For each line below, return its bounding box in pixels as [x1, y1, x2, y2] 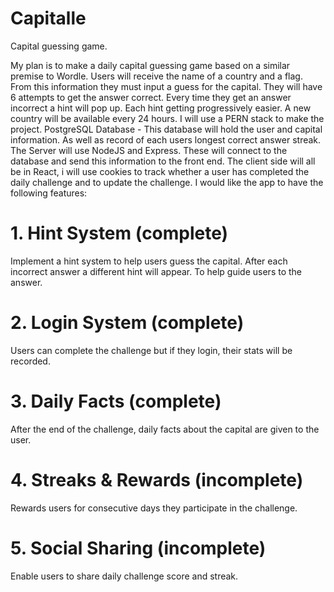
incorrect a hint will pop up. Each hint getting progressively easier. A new [10, 102, 312, 114]
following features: [10, 187, 88, 199]
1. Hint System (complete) [10, 222, 229, 245]
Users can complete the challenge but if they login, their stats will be [10, 344, 293, 356]
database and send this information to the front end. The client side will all [10, 155, 316, 167]
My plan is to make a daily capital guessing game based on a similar [10, 59, 291, 71]
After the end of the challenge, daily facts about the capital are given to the [10, 423, 320, 435]
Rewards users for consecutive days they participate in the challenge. [10, 502, 298, 514]
